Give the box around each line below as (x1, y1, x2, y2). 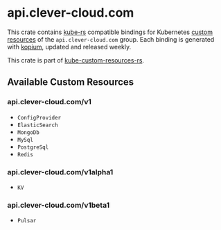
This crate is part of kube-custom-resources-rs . (7, 56, 144, 64)
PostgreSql (17, 144, 49, 151)
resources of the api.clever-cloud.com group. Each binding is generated (7, 35, 215, 43)
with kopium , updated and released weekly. (7, 42, 132, 51)
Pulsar (17, 217, 37, 224)
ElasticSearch (17, 122, 58, 129)
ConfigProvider (17, 114, 62, 121)
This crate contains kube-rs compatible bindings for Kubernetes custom (7, 28, 213, 36)
